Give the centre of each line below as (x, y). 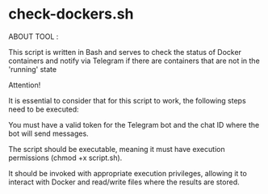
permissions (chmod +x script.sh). (65, 158)
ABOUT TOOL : (33, 36)
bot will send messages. (48, 133)
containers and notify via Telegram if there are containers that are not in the (134, 61)
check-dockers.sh (71, 14)
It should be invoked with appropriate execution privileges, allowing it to (128, 173)
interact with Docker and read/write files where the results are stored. (124, 182)
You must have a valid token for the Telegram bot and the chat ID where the (134, 124)
